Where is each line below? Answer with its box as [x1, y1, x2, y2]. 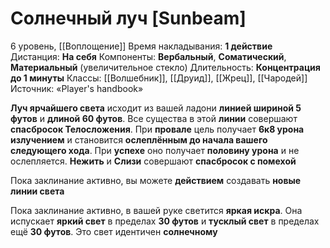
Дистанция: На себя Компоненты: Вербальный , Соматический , [10, 50, 287, 62]
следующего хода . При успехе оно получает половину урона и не [10, 144, 300, 156]
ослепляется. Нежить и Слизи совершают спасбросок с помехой [10, 155, 297, 167]
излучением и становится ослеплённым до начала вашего [10, 133, 268, 146]
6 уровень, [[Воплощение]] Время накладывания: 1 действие [10, 40, 273, 52]
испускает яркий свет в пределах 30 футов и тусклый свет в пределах [10, 215, 320, 227]
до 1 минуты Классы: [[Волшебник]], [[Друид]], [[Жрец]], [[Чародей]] [10, 72, 308, 84]
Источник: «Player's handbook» [10, 82, 144, 94]
